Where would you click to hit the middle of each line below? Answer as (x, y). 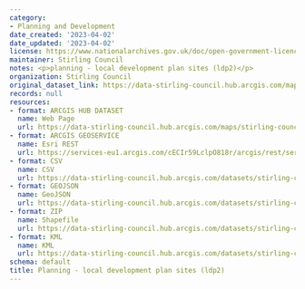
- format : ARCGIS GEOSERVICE (64, 136)
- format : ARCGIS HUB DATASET (67, 111)
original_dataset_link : (54, 85)
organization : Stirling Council (70, 77)
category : (28, 18)
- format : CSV (36, 161)
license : (26, 52)
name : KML (36, 246)
